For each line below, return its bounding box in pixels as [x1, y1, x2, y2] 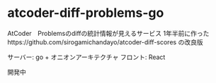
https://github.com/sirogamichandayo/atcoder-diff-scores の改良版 [7, 37, 203, 46]
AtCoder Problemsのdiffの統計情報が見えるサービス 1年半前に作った [7, 29, 210, 37]
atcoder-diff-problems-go [7, 5, 164, 21]
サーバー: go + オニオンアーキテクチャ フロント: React [7, 53, 166, 61]
